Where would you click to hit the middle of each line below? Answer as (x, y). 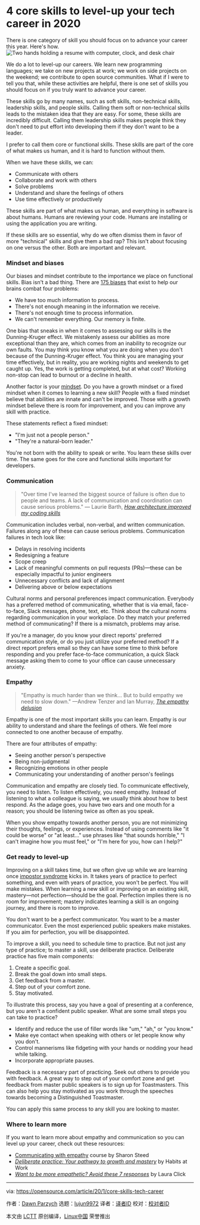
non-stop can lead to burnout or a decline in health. (69, 375)
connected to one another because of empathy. (65, 732)
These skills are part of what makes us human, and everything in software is (100, 210)
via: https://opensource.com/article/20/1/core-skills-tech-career (85, 1191)
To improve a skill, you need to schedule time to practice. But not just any (96, 944)
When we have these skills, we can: (50, 162)
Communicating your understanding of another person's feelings (94, 774)
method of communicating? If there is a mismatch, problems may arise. (93, 623)
